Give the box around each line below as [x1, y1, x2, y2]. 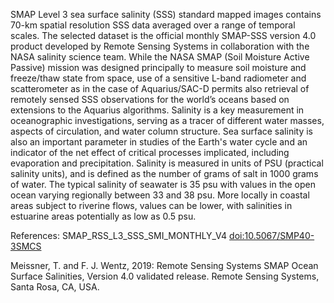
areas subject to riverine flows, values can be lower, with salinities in [10, 200, 293, 211]
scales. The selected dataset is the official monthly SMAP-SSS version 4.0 [10, 30, 317, 41]
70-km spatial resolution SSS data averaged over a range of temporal [10, 19, 296, 31]
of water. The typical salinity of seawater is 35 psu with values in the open [10, 179, 316, 190]
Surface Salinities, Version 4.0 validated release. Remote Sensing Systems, [10, 270, 320, 282]
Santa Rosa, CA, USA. [10, 281, 100, 293]
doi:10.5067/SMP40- [229, 230, 315, 241]
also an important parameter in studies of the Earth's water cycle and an [10, 136, 308, 148]
